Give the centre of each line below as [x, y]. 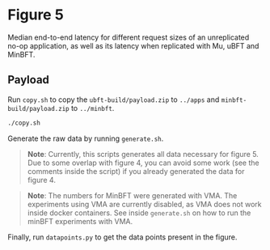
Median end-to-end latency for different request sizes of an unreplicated [129, 37]
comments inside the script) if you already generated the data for [136, 171]
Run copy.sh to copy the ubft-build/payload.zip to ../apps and [114, 100]
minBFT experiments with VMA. [80, 221]
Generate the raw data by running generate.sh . [86, 138]
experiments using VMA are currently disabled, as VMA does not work [144, 204]
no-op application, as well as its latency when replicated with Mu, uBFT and [133, 45]
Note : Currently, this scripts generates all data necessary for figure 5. [143, 154]
